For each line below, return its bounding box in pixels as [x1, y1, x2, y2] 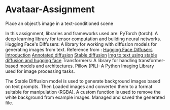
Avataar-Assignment [5, 4, 95, 15]
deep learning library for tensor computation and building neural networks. [5, 36, 161, 42]
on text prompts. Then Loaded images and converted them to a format [5, 83, 153, 90]
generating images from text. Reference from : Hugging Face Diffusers [5, 46, 153, 52]
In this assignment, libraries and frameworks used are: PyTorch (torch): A [5, 30, 158, 36]
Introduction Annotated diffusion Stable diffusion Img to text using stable [5, 52, 157, 58]
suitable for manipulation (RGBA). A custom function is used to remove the [5, 89, 161, 95]
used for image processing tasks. [5, 68, 75, 74]
